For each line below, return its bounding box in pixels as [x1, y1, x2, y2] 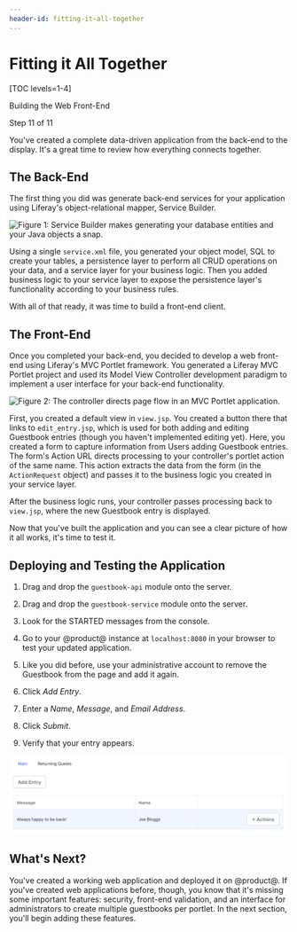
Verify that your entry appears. [21, 738, 135, 748]
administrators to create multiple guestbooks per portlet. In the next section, [9, 903, 288, 913]
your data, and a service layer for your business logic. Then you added [9, 265, 268, 276]
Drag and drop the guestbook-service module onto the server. [21, 599, 248, 609]
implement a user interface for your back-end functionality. [9, 379, 225, 389]
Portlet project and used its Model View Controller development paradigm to [9, 369, 288, 380]
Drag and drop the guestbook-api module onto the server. [21, 582, 232, 591]
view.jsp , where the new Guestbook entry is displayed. [9, 505, 211, 516]
